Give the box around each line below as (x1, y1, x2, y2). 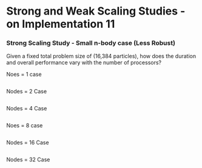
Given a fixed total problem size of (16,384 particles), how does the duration (6, 53, 196, 60)
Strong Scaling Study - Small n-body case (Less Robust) (6, 39, 176, 47)
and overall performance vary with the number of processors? (6, 59, 162, 66)
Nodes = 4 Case (6, 105, 47, 112)
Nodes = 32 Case (6, 156, 50, 163)
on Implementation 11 (6, 17, 115, 31)
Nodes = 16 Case (6, 139, 50, 146)
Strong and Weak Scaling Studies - (6, 4, 186, 18)
